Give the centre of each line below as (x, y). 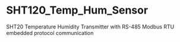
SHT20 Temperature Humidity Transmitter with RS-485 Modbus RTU (90, 27)
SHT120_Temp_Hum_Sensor (77, 10)
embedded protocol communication (50, 33)
